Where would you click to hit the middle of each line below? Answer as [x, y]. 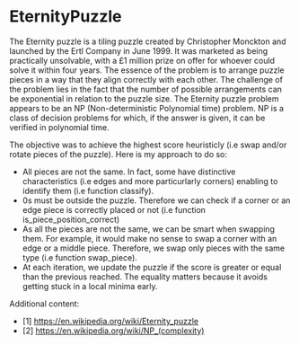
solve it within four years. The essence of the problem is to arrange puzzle [147, 70]
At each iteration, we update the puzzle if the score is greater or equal [152, 267]
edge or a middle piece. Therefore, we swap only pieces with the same [154, 248]
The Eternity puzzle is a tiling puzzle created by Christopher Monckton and [148, 41]
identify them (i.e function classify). [88, 190]
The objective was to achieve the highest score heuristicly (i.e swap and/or [148, 145]
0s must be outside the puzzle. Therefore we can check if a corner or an [156, 200]
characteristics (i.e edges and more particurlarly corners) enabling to [150, 181]
